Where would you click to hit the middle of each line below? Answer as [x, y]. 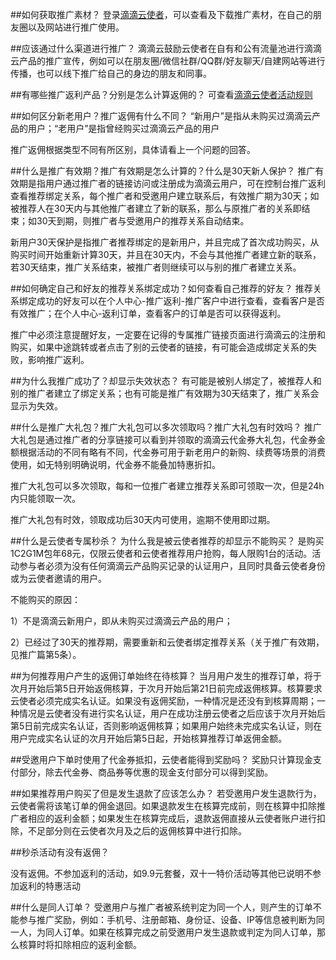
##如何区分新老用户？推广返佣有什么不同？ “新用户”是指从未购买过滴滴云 [161, 116]
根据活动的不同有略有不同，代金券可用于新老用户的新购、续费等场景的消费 [172, 452]
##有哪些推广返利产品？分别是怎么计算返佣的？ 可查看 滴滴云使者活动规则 [161, 94]
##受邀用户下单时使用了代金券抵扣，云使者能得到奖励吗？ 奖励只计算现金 [161, 759]
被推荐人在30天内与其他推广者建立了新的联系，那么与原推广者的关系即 [156, 208]
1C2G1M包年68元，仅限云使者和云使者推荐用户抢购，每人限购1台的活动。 [161, 553]
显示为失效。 [36, 406]
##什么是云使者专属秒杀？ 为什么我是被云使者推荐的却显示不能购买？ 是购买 [167, 541]
